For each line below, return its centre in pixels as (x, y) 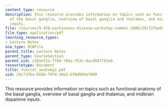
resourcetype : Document (30, 65)
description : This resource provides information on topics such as (78, 14)
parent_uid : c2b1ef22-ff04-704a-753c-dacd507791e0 (59, 61)
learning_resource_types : (32, 38)
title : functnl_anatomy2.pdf (35, 70)
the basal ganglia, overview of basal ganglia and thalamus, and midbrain (79, 94)
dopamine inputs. (23, 99)
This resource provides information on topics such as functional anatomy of (83, 89)
